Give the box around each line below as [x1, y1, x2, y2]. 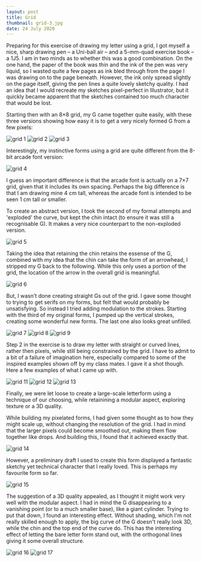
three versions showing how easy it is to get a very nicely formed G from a [6, 118, 190, 125]
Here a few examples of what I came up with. [6, 367, 118, 374]
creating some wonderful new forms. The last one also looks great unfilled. [6, 318, 192, 325]
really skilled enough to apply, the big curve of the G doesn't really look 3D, [6, 518, 193, 525]
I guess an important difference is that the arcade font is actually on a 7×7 [6, 177, 189, 184]
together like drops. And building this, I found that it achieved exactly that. [6, 434, 189, 441]
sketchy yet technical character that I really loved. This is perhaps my [6, 463, 178, 470]
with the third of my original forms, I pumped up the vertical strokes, [6, 312, 175, 319]
